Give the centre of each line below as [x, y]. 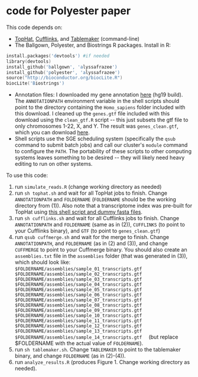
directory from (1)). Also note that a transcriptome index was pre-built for [103, 206]
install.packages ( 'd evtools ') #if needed [58, 56]
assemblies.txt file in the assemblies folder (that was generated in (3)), [101, 256]
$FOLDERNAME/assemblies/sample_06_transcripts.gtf [78, 295]
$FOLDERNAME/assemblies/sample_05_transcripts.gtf [78, 290]
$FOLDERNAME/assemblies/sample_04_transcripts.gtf [78, 285]
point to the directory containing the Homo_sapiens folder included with [100, 107]
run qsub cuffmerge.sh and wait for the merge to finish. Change [92, 237]
